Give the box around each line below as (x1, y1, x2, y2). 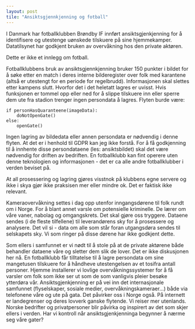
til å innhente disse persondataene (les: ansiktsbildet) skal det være (6, 146, 169, 153)
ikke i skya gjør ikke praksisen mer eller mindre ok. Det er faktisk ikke (6, 182, 172, 189)
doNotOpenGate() (16, 112, 57, 119)
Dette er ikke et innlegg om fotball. (6, 54, 89, 61)
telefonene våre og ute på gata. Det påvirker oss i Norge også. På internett (6, 291, 186, 298)
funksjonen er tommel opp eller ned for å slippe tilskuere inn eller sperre (6, 90, 180, 97)
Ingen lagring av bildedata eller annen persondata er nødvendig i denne (6, 133, 178, 140)
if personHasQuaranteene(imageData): (6, 108, 98, 113)
